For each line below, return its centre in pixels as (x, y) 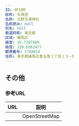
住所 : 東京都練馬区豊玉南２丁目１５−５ (40, 56)
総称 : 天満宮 (17, 14)
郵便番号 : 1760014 (23, 51)
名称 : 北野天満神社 (22, 19)
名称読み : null (19, 24)
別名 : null (16, 28)
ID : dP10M (15, 10)
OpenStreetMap (41, 116)
